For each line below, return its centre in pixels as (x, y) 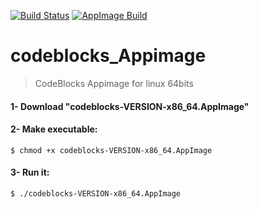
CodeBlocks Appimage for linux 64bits (114, 83)
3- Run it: (30, 172)
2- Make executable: (54, 129)
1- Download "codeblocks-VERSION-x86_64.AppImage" (130, 106)
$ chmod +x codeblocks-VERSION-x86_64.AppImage (111, 150)
